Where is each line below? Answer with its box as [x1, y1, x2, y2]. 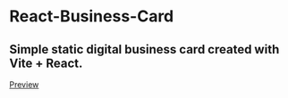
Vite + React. [9, 55, 83, 70]
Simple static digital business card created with [9, 42, 280, 57]
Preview [9, 79, 39, 90]
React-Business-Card [9, 6, 174, 27]
